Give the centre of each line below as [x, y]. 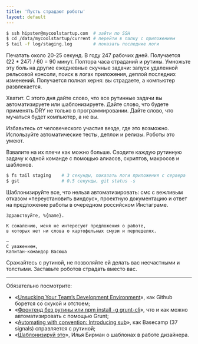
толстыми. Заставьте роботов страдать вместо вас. [72, 269]
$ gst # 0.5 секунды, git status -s [71, 181]
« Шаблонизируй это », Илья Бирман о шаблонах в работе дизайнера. [102, 335]
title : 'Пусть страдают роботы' [46, 11]
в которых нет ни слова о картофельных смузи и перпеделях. [82, 231]
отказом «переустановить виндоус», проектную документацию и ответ [97, 199]
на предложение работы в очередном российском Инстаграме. [87, 204]
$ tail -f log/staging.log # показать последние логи [83, 44]
